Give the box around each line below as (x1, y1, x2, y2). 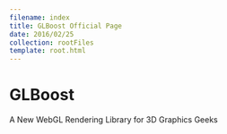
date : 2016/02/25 (9, 29, 74, 38)
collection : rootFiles (9, 38, 94, 47)
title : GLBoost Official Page (9, 21, 123, 30)
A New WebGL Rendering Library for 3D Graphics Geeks (9, 114, 218, 125)
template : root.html (9, 46, 87, 55)
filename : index (9, 13, 70, 22)
